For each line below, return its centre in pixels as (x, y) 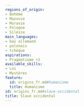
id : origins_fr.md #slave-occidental (42, 91)
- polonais (16, 46)
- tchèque (15, 50)
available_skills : (24, 64)
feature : (14, 78)
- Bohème (14, 14)
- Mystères (16, 73)
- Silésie (15, 32)
